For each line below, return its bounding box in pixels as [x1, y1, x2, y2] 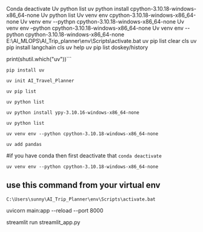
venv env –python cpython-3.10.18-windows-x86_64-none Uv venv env [6, 24, 184, 31]
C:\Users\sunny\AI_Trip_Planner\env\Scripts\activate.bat [6, 196, 156, 202]
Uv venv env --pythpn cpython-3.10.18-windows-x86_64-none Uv [20, 18, 185, 25]
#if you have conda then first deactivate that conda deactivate [6, 152, 162, 159]
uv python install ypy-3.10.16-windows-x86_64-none [6, 110, 139, 116]
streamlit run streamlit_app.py [6, 218, 81, 226]
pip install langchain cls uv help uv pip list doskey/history [6, 44, 148, 51]
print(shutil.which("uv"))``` [6, 56, 72, 62]
